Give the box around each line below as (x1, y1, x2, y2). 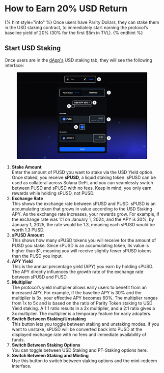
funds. (11, 337, 25, 343)
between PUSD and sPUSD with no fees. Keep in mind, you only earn (11, 185, 152, 191)
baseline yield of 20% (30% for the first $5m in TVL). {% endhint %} (4, 30, 143, 35)
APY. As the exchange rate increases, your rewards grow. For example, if (11, 211, 160, 217)
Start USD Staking (4, 44, 61, 52)
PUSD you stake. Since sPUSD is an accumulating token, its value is (11, 242, 149, 249)
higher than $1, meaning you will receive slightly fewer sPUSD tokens (11, 248, 152, 254)
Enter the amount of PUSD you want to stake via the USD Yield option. (11, 170, 154, 175)
